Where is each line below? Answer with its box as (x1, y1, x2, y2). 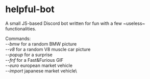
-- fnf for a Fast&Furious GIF (5, 57, 64, 63)
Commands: (5, 35, 31, 42)
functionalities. (5, 25, 37, 31)
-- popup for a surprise (5, 52, 53, 58)
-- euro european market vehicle (5, 62, 73, 68)
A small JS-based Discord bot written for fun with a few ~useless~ (5, 20, 145, 26)
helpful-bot (5, 4, 55, 15)
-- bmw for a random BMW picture (5, 41, 77, 47)
